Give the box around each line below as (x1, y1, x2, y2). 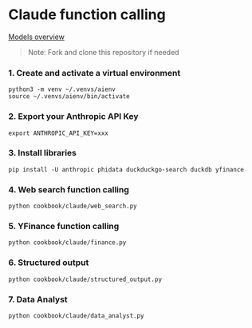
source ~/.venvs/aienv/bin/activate (8, 93, 130, 101)
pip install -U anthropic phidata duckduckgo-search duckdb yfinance (8, 165, 245, 173)
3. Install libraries (8, 148, 77, 159)
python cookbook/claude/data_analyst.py (8, 312, 145, 320)
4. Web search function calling (8, 184, 130, 195)
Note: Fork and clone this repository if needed (27, 47, 179, 57)
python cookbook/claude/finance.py (8, 239, 127, 247)
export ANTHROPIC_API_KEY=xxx (8, 129, 109, 137)
